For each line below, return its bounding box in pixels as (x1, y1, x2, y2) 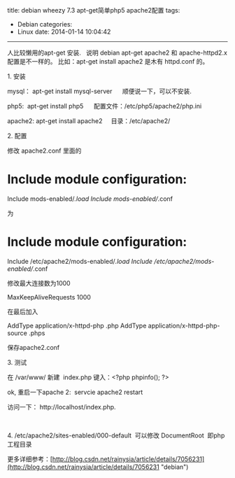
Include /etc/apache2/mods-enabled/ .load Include (7, 257, 152, 265)
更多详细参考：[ (7, 454, 53, 463)
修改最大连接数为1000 (7, 279, 71, 287)
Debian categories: (17, 20, 73, 28)
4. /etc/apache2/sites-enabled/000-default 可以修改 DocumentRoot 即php (7, 431, 225, 440)
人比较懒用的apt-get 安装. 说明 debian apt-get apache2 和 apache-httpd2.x (7, 48, 227, 57)
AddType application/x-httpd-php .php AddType (7, 321, 147, 330)
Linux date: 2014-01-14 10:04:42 (17, 27, 111, 36)
